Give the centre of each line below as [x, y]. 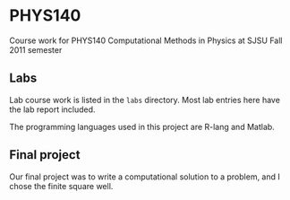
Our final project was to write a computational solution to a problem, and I [145, 177]
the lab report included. [52, 109]
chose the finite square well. [61, 186]
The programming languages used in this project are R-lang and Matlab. [142, 126]
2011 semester [36, 49]
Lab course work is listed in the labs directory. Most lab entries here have [145, 100]
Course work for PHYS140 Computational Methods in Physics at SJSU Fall [146, 40]
